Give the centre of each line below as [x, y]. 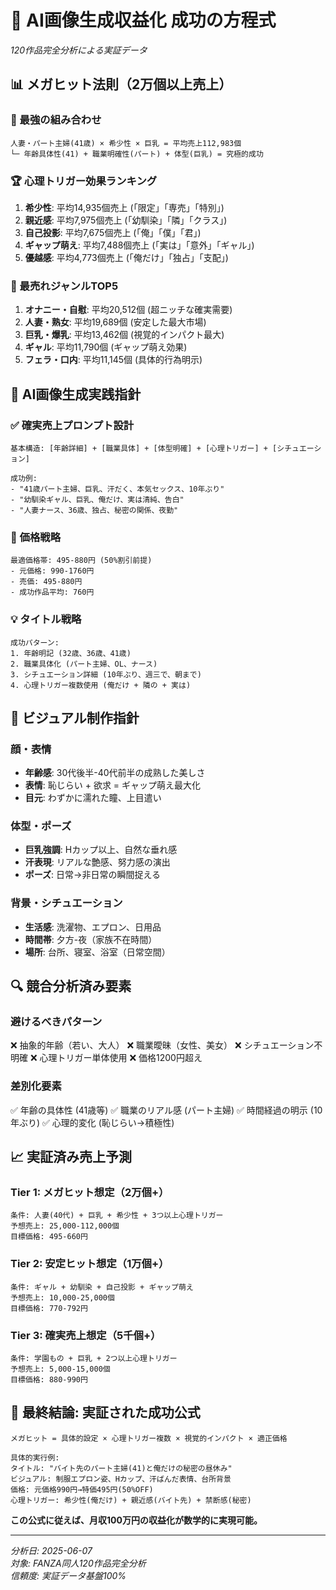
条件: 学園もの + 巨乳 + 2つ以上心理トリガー [94, 1359]
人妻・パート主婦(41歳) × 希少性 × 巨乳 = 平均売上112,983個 [126, 143]
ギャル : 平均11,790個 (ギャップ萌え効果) [106, 347]
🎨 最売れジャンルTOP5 [64, 286]
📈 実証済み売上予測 [71, 1157]
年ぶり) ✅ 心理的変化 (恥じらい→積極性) [92, 1122]
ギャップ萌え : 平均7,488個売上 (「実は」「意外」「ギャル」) [139, 245]
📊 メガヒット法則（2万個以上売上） [121, 84]
